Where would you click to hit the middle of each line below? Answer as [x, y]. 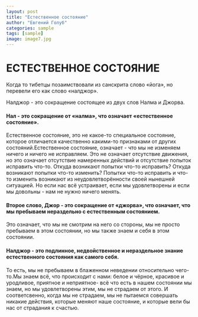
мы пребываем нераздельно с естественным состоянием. [83, 211]
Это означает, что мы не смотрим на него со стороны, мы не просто [93, 224]
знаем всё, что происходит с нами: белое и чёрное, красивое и [103, 276]
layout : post [22, 12]
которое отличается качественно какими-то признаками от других [91, 142]
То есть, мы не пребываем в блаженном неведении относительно [90, 270]
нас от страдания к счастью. [43, 308]
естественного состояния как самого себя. [63, 257]
